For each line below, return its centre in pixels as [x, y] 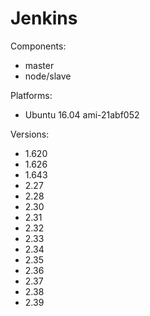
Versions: [30, 134]
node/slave [48, 76]
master [39, 65]
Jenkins [44, 18]
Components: [38, 46]
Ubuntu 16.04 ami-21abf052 [82, 114]
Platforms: [31, 95]
